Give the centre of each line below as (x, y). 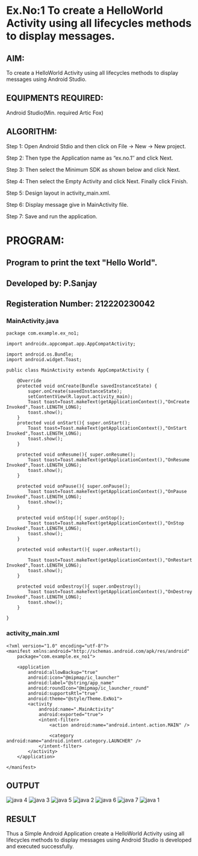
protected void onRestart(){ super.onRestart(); (79, 550)
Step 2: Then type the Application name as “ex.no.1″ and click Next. (90, 158)
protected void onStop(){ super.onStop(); (71, 518)
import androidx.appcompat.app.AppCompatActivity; (71, 344)
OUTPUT (23, 785)
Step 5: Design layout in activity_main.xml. (58, 193)
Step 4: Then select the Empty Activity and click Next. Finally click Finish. (97, 181)
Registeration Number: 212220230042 (81, 304)
